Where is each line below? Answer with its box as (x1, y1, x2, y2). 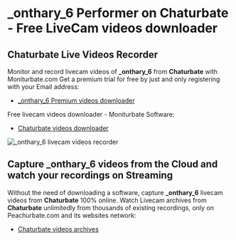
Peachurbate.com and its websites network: (7, 211, 136, 219)
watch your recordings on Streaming (7, 169, 173, 182)
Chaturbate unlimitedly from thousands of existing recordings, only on (7, 203, 215, 212)
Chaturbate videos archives (17, 224, 100, 233)
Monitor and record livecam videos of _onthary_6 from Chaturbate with (7, 68, 218, 75)
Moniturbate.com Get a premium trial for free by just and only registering (7, 75, 220, 83)
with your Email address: (7, 83, 80, 90)
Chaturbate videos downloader (17, 124, 109, 132)
